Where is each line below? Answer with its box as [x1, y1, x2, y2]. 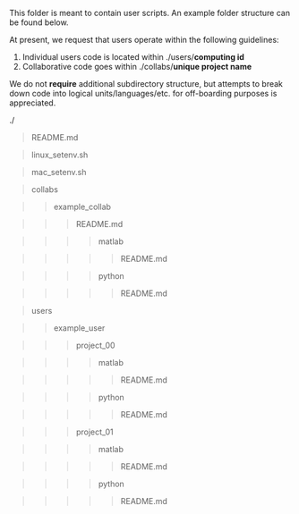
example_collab [53, 201, 112, 212]
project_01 [75, 426, 114, 437]
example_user [53, 323, 106, 333]
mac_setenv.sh [30, 167, 87, 177]
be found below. [9, 17, 69, 28]
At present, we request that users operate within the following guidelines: [9, 35, 279, 45]
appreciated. [9, 97, 56, 108]
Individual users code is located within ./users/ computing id [21, 52, 244, 62]
